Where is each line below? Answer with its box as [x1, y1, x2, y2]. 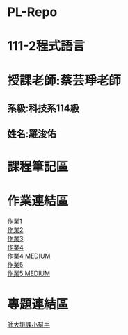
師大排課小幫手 [7, 320, 50, 329]
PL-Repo [7, 4, 58, 20]
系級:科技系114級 [7, 102, 80, 114]
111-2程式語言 [7, 38, 86, 54]
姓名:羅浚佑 [7, 128, 57, 140]
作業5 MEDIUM [7, 269, 51, 278]
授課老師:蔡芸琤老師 [7, 72, 122, 88]
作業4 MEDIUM [7, 252, 51, 261]
